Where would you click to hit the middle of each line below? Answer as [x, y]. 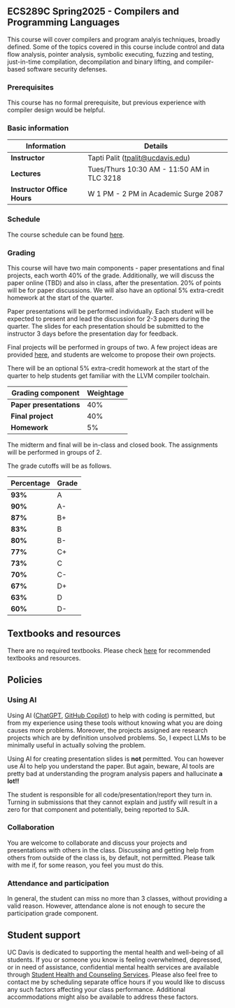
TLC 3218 [105, 178]
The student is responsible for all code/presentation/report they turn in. [110, 794]
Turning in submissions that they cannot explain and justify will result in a [113, 802]
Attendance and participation [58, 883]
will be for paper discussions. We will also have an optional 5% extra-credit [115, 290]
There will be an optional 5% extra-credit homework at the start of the [108, 368]
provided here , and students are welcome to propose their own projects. [112, 354]
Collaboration [31, 827]
